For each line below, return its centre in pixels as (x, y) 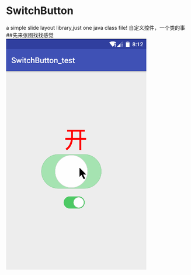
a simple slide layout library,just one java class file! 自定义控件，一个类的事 (95, 27)
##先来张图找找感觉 (30, 35)
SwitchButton (40, 11)
